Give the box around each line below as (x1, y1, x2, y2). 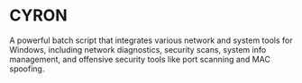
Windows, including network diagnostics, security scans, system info (9, 44, 267, 54)
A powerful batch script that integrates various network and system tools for (9, 35, 293, 46)
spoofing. (9, 63, 45, 74)
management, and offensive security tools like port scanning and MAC (9, 54, 270, 64)
